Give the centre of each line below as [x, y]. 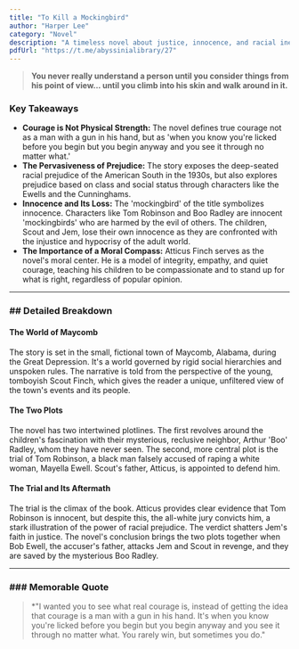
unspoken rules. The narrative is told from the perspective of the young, [141, 371]
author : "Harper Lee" [49, 26]
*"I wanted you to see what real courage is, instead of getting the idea [160, 606]
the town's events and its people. [70, 390]
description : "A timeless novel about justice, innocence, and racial [143, 42]
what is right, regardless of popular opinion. [102, 279]
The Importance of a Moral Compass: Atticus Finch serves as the [143, 251]
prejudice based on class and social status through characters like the [150, 185]
